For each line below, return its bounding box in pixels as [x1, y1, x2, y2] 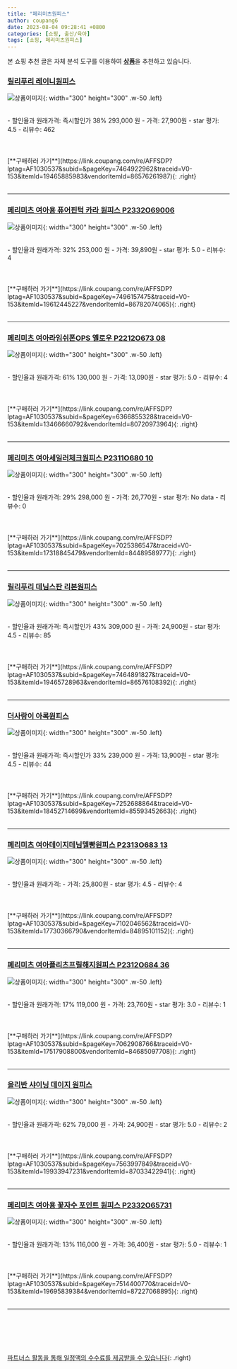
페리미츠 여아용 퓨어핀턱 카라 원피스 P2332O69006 [7, 205, 175, 215]
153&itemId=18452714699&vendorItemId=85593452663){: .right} [7, 807, 197, 815]
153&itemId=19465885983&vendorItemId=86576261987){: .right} [7, 172, 197, 181]
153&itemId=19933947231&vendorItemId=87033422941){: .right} [7, 1166, 196, 1176]
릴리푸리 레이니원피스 [7, 76, 76, 86]
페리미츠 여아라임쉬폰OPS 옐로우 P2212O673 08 [7, 333, 166, 343]
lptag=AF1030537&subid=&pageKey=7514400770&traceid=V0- [7, 1280, 191, 1288]
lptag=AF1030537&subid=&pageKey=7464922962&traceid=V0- [7, 164, 193, 174]
